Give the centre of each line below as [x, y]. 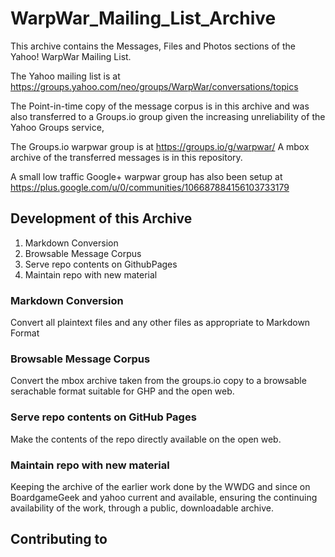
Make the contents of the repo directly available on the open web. [146, 439]
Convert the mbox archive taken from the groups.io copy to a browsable [158, 381]
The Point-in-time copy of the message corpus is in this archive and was [160, 106]
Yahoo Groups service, [57, 127]
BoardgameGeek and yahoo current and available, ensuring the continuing [164, 497]
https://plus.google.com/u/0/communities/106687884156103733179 [150, 187]
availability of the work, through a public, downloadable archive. [142, 508]
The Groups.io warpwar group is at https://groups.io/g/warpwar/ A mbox [160, 146]
